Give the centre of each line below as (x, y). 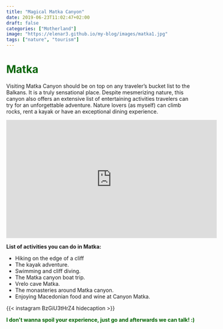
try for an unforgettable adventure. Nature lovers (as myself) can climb (94, 105)
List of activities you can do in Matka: (54, 246)
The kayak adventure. (42, 264)
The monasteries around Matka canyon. (64, 290)
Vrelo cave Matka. (37, 283)
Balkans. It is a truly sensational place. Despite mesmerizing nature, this (95, 92)
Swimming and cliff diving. (48, 271)
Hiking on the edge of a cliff (49, 258)
